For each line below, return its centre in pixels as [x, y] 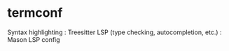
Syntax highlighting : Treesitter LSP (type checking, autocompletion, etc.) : [114, 32]
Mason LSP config [34, 39]
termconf [35, 13]
